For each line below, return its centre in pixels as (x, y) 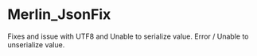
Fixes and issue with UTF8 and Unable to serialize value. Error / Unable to (128, 36)
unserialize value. (36, 44)
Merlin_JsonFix (59, 15)
